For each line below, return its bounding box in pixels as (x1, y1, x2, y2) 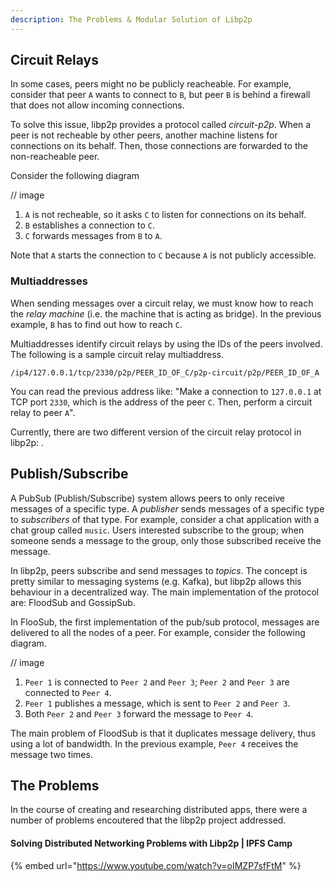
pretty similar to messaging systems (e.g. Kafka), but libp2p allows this (10, 575, 302, 587)
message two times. (10, 748, 93, 760)
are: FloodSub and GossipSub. (10, 596, 136, 608)
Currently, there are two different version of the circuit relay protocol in (10, 426, 302, 438)
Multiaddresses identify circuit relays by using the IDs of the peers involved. (10, 337, 323, 350)
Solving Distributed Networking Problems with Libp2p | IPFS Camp (10, 837, 293, 849)
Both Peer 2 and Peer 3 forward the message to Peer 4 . (24, 707, 254, 720)
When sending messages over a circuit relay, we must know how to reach (10, 297, 314, 309)
